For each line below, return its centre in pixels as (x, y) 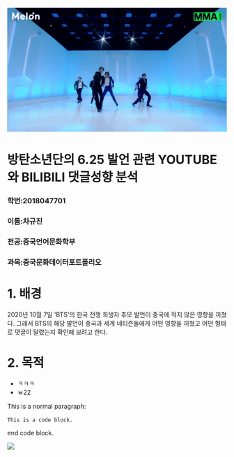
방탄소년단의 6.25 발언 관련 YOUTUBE (112, 160)
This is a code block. (40, 420)
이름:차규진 (25, 222)
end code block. (31, 433)
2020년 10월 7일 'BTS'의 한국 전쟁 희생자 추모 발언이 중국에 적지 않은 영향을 (111, 314)
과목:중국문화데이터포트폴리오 (55, 262)
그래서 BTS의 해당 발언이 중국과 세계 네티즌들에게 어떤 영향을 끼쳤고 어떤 (115, 323)
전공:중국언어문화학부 (41, 242)
